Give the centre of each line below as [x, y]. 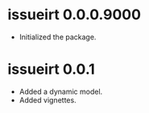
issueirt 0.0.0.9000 [74, 15]
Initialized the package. [58, 37]
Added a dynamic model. [61, 91]
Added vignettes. [48, 100]
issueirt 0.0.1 [52, 69]
